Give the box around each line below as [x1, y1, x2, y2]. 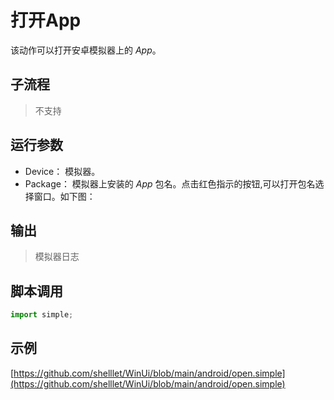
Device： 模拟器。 [24, 165, 101, 177]
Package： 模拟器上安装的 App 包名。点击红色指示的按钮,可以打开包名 [24, 177, 316, 190]
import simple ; [10, 310, 74, 320]
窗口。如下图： [33, 190, 96, 202]
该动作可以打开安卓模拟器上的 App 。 [10, 44, 162, 56]
